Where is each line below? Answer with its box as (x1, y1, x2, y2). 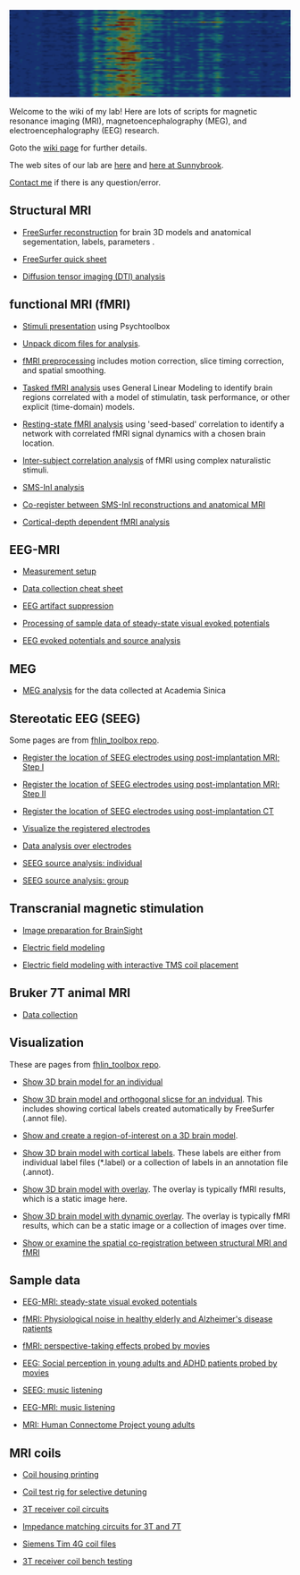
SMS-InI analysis (21, 481, 85, 492)
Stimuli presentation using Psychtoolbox (21, 320, 171, 331)
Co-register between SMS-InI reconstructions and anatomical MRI (21, 498, 266, 510)
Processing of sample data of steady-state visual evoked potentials (21, 618, 271, 629)
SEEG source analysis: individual (21, 858, 143, 869)
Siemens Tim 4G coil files (21, 1538, 117, 1549)
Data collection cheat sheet (21, 583, 123, 594)
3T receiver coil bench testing (21, 1556, 133, 1567)
